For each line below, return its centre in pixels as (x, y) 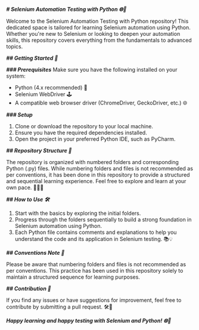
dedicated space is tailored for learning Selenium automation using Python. (98, 27)
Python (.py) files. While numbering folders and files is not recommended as (100, 168)
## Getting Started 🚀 (32, 58)
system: (16, 76)
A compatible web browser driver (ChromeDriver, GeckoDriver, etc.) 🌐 (101, 103)
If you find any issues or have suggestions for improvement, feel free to (94, 300)
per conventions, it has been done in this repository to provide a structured (98, 175)
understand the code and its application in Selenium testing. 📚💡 (94, 239)
